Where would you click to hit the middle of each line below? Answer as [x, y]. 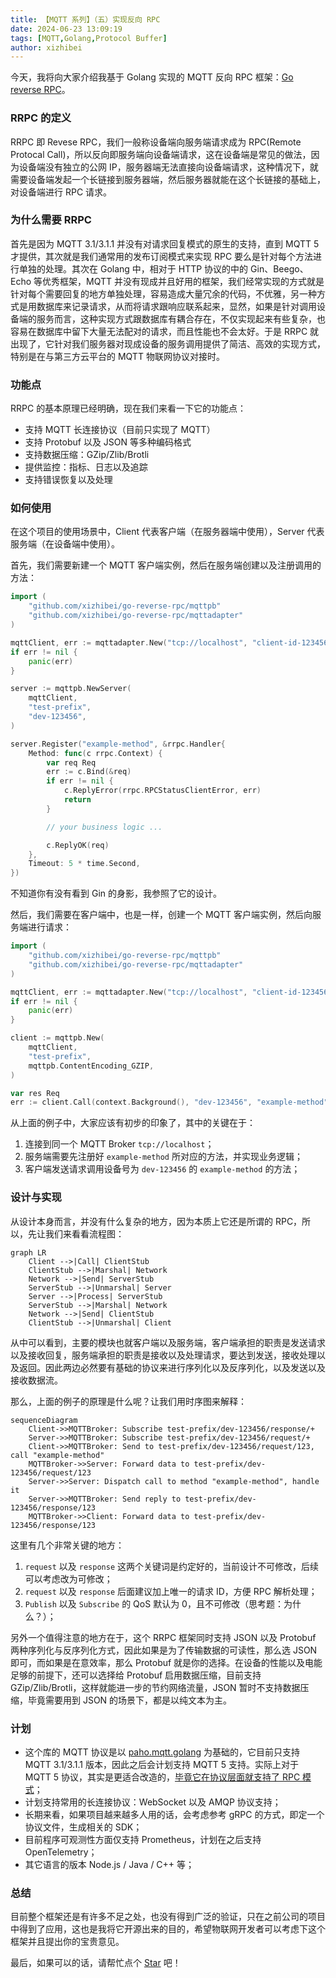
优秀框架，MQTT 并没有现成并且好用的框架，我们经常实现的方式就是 [183, 281]
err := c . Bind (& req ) [89, 772]
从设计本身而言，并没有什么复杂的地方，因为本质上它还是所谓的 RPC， [156, 1221]
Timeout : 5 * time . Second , [84, 864]
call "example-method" [57, 1455]
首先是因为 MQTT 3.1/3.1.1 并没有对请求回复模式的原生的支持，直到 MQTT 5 [165, 243]
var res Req [35, 1093]
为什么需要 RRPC [51, 220]
